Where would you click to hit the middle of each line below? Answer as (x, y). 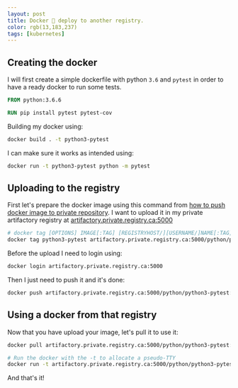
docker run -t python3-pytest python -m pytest (79, 166)
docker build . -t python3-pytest (58, 139)
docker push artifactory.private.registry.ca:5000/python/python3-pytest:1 (121, 293)
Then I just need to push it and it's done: (66, 280)
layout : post (27, 14)
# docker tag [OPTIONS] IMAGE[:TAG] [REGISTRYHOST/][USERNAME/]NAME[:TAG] (120, 233)
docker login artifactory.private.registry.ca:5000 (85, 267)
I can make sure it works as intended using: (71, 153)
